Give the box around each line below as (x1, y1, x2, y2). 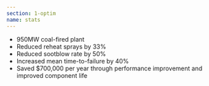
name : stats (6, 16, 41, 23)
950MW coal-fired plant (16, 35, 85, 43)
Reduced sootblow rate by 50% (16, 49, 107, 58)
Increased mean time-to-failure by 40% (16, 57, 129, 65)
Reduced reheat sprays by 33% (16, 42, 107, 51)
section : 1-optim (6, 10, 56, 17)
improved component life (16, 71, 88, 79)
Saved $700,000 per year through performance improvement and (16, 64, 203, 72)
